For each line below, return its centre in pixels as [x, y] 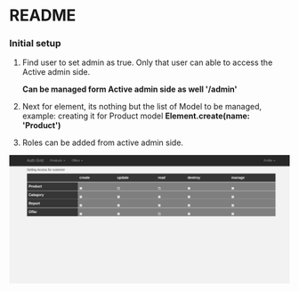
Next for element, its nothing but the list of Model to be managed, [142, 107]
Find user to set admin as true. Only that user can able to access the [147, 62]
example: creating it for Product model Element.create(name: [136, 116]
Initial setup [35, 44]
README [43, 16]
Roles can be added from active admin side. [103, 142]
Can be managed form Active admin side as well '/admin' [129, 89]
